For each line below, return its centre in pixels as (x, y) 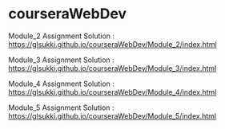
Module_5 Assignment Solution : (61, 107)
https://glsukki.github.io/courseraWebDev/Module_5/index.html (112, 115)
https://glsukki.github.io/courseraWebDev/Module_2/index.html (113, 44)
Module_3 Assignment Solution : (61, 60)
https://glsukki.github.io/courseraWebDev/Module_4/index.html (112, 92)
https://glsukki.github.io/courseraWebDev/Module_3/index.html (112, 68)
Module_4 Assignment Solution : (61, 84)
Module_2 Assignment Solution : (61, 36)
